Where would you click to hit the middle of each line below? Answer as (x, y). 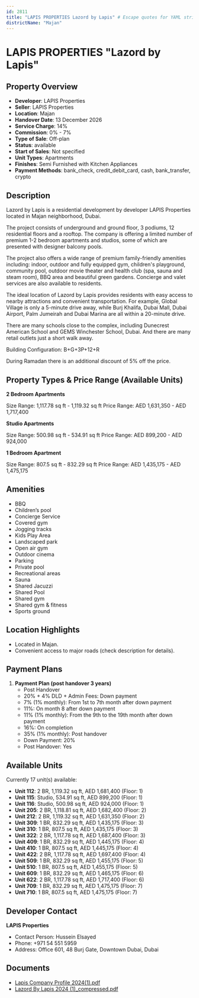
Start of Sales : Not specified (49, 152)
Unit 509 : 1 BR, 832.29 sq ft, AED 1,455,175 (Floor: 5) (79, 861)
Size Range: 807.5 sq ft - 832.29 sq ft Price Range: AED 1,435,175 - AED (94, 464)
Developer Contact (42, 911)
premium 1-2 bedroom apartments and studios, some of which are (87, 240)
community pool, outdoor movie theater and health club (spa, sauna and (94, 271)
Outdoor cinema (34, 554)
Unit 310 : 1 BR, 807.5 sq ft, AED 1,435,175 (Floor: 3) (76, 829)
